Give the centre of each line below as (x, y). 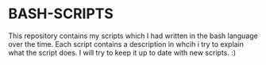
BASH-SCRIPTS (61, 14)
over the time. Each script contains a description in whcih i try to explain (126, 44)
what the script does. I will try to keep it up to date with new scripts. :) (122, 52)
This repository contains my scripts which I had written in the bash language (133, 36)
